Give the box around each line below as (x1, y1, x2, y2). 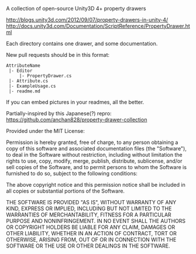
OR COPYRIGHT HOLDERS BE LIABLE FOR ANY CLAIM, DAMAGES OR (6, 224, 176, 231)
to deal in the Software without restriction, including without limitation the (6, 152, 183, 158)
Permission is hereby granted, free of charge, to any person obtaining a (6, 139, 178, 146)
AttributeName (6, 63, 41, 68)
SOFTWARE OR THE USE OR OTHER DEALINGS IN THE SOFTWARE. (6, 242, 170, 249)
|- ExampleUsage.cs (8, 83, 57, 89)
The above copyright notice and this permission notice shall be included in (6, 181, 185, 188)
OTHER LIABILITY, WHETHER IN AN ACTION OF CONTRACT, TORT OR (6, 230, 177, 236)
